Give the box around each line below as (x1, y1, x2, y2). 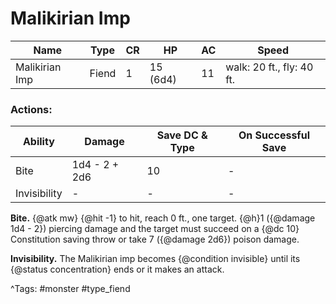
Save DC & (156, 128, 208, 142)
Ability (22, 135, 55, 149)
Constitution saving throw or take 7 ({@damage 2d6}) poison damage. (10, 233, 300, 246)
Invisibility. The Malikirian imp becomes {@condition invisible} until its (10, 253, 301, 265)
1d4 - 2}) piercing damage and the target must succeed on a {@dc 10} (10, 223, 300, 235)
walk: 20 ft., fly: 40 (225, 60, 314, 74)
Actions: (10, 102, 53, 116)
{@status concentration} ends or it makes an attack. (10, 263, 225, 276)
